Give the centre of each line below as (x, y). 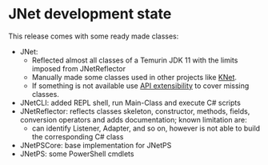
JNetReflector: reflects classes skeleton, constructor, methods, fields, (135, 111)
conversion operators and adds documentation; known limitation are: (133, 119)
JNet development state (90, 14)
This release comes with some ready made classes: (94, 36)
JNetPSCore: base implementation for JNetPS (96, 145)
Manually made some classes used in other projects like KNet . (134, 77)
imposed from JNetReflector (79, 68)
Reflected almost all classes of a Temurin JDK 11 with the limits (135, 60)
